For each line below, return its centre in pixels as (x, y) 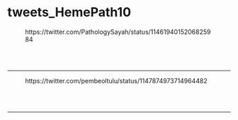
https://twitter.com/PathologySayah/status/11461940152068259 (118, 32)
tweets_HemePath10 (69, 12)
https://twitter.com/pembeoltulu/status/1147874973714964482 (116, 80)
